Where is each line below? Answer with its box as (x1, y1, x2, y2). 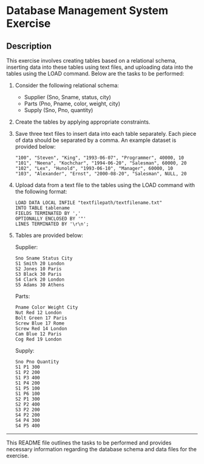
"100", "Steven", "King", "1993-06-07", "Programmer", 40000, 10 (15, 155, 184, 161)
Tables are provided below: (15, 232, 84, 239)
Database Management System (6, 4, 169, 18)
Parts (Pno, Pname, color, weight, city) (24, 100, 120, 107)
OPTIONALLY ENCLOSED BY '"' (15, 216, 86, 222)
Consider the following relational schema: (15, 82, 120, 89)
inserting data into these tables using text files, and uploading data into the (6, 63, 193, 71)
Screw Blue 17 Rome (15, 320, 65, 326)
